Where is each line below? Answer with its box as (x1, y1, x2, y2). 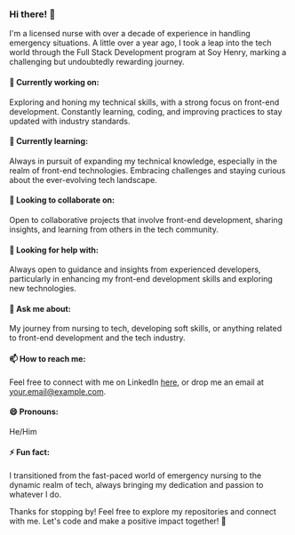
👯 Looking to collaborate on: (9, 195, 116, 205)
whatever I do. (9, 489, 62, 499)
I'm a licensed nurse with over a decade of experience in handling (9, 28, 251, 39)
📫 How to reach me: (9, 353, 86, 363)
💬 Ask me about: (9, 303, 71, 314)
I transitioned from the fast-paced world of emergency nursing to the (9, 470, 262, 481)
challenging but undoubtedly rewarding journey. (9, 57, 185, 68)
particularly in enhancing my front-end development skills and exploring (9, 274, 273, 284)
